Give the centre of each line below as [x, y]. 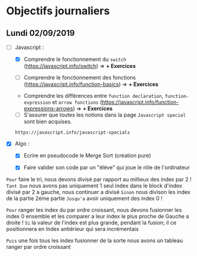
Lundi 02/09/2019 [41, 33]
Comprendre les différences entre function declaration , [93, 96]
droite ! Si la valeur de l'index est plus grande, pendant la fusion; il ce [91, 223]
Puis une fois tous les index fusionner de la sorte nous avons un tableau [95, 240]
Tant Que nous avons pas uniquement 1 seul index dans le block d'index [94, 186]
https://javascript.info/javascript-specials [72, 132]
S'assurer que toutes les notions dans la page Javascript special [105, 115]
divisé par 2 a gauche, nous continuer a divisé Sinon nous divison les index [98, 192]
